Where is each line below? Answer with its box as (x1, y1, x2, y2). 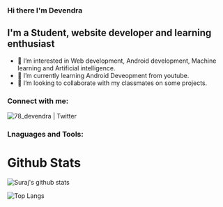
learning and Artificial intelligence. (17, 63, 116, 72)
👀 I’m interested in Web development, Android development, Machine (17, 56, 217, 65)
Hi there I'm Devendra (7, 6, 83, 15)
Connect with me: (7, 96, 69, 106)
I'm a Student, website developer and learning (7, 27, 212, 39)
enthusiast (7, 38, 55, 50)
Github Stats (7, 155, 82, 171)
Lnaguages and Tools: (7, 129, 84, 139)
